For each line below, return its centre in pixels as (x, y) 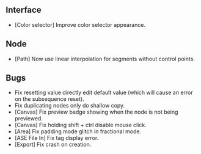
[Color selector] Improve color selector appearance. (80, 24)
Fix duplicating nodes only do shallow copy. (70, 106)
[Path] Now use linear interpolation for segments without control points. (104, 59)
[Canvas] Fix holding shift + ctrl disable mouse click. (81, 125)
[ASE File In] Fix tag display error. (57, 138)
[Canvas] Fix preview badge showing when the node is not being (96, 112)
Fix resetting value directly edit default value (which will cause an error (104, 93)
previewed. (29, 119)
